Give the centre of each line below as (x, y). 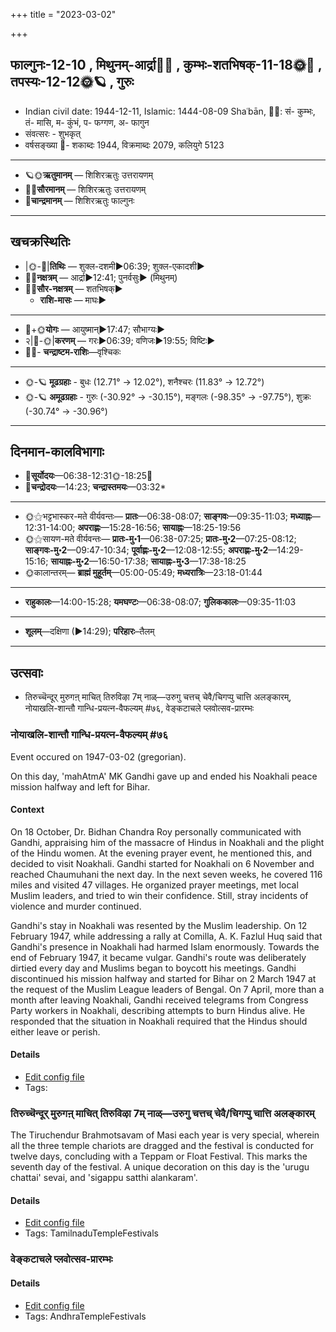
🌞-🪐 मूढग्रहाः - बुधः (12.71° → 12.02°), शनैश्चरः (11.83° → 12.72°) (144, 381)
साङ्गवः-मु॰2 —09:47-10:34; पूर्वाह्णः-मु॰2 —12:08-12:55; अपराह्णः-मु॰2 (146, 550)
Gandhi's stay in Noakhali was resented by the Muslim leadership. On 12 (159, 925)
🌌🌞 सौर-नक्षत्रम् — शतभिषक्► (73, 288)
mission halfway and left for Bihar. (80, 786)
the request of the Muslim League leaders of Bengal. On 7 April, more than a (167, 989)
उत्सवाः (26, 672)
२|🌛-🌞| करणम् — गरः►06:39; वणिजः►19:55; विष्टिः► (120, 340)
